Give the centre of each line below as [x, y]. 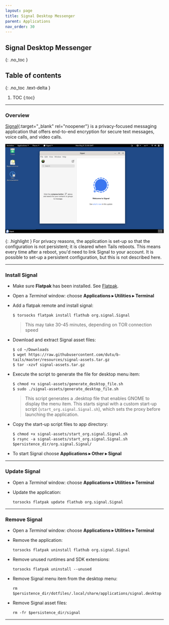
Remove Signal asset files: [40, 603]
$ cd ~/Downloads [31, 350]
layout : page [19, 11]
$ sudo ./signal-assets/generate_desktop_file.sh [66, 389]
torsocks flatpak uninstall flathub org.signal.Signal [71, 550]
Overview [17, 115]
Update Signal [23, 471]
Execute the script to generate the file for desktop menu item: [76, 374]
